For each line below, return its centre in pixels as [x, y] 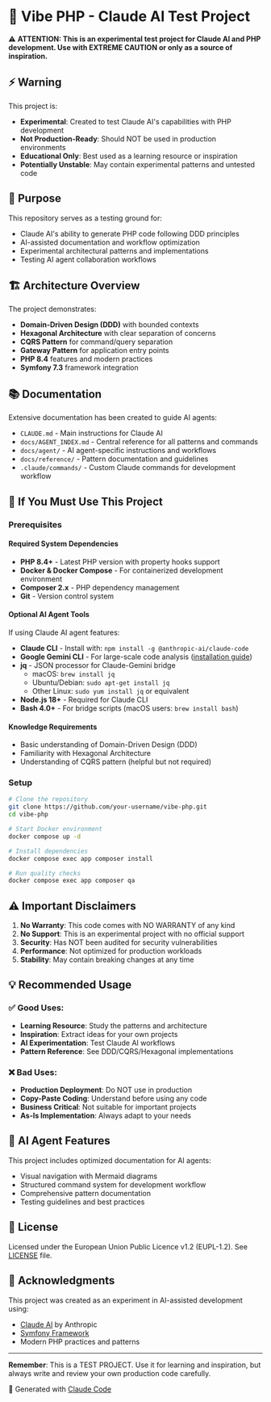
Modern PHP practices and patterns [80, 1341]
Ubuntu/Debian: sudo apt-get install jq [101, 682]
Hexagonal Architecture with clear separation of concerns [118, 334]
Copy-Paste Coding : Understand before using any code [113, 1098]
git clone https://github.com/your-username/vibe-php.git [108, 807]
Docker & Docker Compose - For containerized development [121, 570]
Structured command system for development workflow [113, 1184]
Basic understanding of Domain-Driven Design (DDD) [108, 745]
